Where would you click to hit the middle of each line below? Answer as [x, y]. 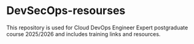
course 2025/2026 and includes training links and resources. [83, 34]
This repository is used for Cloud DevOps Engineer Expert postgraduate [97, 28]
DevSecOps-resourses [66, 11]
